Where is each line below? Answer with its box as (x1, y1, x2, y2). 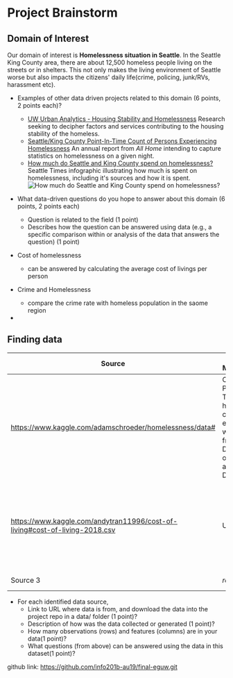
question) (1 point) (27, 238, 80, 246)
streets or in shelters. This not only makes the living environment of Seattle (7, 66, 221, 74)
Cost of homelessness (17, 251, 82, 259)
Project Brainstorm (7, 5, 118, 21)
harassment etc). (7, 81, 55, 88)
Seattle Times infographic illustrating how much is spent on (27, 167, 198, 174)
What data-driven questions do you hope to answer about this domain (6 (17, 195, 225, 203)
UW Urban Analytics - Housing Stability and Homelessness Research (27, 115, 225, 123)
